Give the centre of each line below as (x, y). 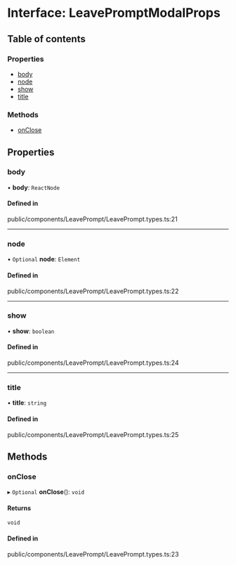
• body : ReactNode (34, 187)
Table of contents (46, 39)
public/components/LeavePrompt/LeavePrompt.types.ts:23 (93, 554)
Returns (19, 508)
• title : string (27, 403)
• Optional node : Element (44, 259)
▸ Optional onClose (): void (46, 492)
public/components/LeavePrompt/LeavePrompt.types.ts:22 (93, 291)
